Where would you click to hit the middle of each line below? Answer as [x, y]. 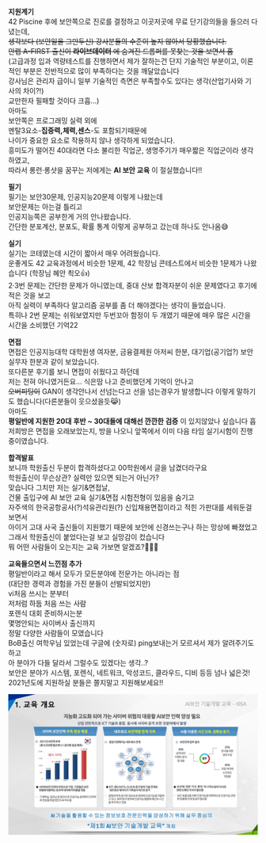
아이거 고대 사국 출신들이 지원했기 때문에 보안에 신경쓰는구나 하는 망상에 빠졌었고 [133, 527]
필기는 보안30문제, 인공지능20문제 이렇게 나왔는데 [86, 197]
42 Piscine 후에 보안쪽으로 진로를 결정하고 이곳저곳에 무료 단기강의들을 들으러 [129, 21]
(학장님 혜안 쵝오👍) [59, 273]
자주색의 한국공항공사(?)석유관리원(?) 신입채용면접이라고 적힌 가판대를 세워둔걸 [130, 507]
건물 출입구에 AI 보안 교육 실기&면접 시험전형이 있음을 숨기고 [101, 497]
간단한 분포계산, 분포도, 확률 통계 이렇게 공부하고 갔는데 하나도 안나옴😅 [118, 227]
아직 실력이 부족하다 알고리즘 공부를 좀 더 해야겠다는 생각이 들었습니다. [117, 305]
